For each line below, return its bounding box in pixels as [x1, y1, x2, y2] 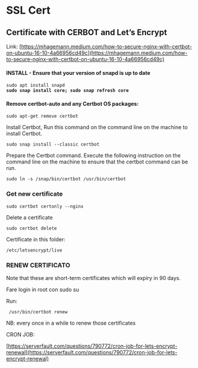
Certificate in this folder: [6, 235, 65, 243]
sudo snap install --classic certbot [6, 141, 100, 147]
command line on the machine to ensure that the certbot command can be [6, 158, 188, 165]
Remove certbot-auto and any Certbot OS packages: [6, 100, 139, 107]
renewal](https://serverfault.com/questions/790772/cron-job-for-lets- [6, 349, 178, 356]
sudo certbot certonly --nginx [6, 203, 84, 209]
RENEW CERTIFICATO [6, 261, 70, 269]
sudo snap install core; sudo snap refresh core [6, 87, 129, 94]
